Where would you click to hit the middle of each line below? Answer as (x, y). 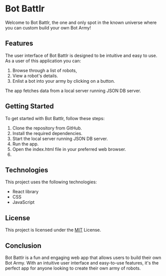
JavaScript (23, 202)
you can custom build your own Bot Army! (48, 27)
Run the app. (25, 144)
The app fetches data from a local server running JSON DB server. (73, 91)
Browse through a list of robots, (44, 70)
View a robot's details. (35, 76)
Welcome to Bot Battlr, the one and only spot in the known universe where (81, 22)
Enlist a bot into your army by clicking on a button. (64, 81)
